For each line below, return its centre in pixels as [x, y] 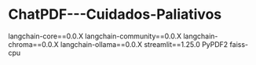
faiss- [239, 44]
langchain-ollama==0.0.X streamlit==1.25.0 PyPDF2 [144, 44]
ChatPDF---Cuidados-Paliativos [115, 14]
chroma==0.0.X [33, 44]
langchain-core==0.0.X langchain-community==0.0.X [95, 36]
